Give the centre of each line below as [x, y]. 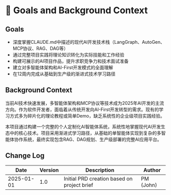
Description [100, 170]
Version [49, 170]
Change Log [25, 156]
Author [152, 170]
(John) [149, 185]
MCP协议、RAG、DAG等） [40, 48]
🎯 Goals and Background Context [77, 10]
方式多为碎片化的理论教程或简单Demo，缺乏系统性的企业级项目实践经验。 [87, 116]
